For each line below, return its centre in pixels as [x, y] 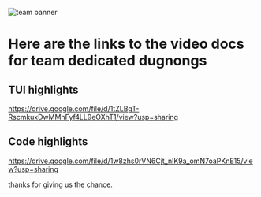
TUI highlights [43, 89]
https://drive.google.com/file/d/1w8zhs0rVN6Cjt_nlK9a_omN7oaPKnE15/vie [131, 161]
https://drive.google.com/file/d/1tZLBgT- [74, 109]
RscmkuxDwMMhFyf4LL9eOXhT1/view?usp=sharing [93, 117]
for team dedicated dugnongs [108, 61]
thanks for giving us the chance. [60, 184]
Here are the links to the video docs [126, 44]
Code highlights [48, 142]
